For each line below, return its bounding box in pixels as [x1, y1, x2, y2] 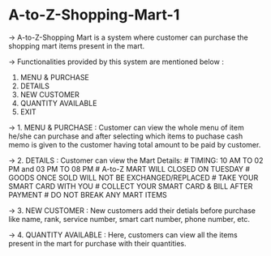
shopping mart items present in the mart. [8, 41, 145, 50]
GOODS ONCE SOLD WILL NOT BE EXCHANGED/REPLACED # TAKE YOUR [8, 173, 259, 182]
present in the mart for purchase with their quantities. [8, 238, 187, 248]
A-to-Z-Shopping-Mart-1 [8, 6, 180, 24]
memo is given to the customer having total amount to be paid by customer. [8, 139, 261, 149]
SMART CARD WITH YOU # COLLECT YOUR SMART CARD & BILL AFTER [8, 181, 253, 191]
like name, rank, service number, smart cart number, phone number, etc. [8, 214, 250, 224]
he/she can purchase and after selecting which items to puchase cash [8, 131, 243, 141]
